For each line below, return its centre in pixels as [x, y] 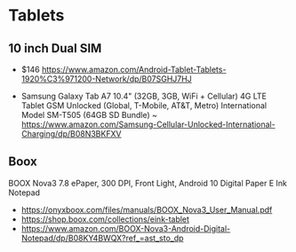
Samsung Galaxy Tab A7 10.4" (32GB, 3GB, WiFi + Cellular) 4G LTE [144, 96]
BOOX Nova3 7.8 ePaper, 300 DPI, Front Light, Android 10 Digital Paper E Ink [148, 183]
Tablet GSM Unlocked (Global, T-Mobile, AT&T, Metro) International [144, 106]
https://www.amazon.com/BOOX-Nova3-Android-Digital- [126, 228]
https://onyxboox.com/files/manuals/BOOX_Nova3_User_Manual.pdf [147, 209]
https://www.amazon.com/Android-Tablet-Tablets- [134, 69]
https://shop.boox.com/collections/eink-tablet [105, 219]
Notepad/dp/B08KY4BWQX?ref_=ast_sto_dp [102, 238]
